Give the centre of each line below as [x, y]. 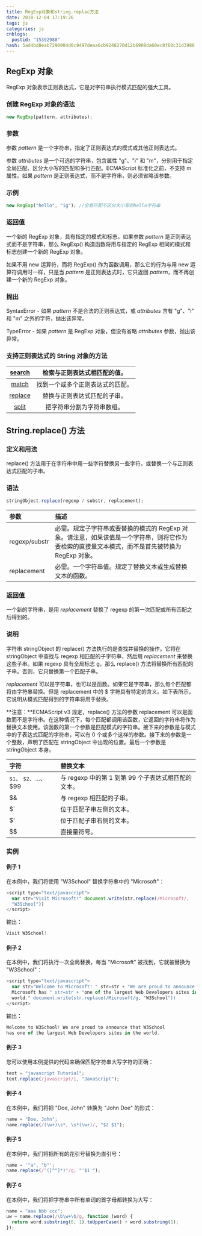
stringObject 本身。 [30, 749]
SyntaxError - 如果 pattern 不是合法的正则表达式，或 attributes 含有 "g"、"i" [100, 310]
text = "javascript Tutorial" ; [45, 1073]
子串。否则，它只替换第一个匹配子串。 [54, 671]
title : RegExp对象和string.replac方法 [53, 12]
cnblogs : [17, 34]
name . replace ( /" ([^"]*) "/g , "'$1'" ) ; [54, 1171]
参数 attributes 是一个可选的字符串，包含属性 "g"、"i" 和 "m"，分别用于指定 [100, 161]
